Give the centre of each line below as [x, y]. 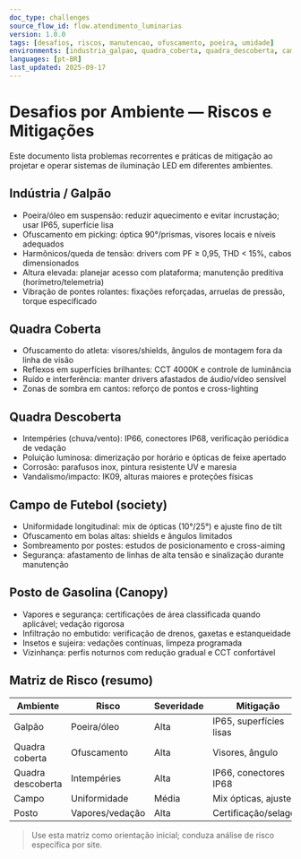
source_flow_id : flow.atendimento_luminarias [95, 26]
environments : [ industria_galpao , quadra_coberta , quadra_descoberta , [144, 51]
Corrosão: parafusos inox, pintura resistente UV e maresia [129, 467]
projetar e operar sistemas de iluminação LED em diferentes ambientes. [141, 165]
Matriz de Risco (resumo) [82, 681]
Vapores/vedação [108, 812]
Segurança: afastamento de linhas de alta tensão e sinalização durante [153, 555]
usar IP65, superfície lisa [68, 224]
